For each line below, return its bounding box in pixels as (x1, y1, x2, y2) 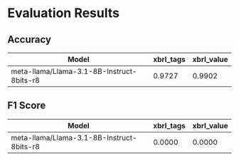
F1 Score (7, 100, 46, 112)
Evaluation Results (7, 5, 119, 21)
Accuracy (7, 33, 52, 46)
